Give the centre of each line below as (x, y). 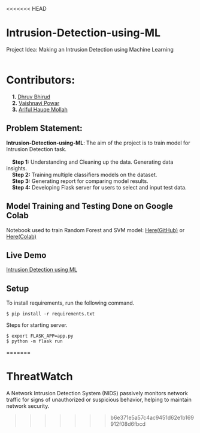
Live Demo (26, 255)
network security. (28, 406)
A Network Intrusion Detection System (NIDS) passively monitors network (97, 393)
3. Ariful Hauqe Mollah (40, 109)
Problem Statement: (44, 128)
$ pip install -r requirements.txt (51, 314)
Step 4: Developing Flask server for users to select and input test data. (99, 187)
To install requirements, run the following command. (70, 303)
